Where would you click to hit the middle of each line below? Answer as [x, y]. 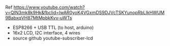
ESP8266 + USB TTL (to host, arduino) [53, 27]
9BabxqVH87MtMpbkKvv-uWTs [39, 18]
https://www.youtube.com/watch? [49, 7]
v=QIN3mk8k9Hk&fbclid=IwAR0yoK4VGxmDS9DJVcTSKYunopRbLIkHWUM [85, 12]
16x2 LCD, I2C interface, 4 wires [46, 33]
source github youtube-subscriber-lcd [53, 38]
